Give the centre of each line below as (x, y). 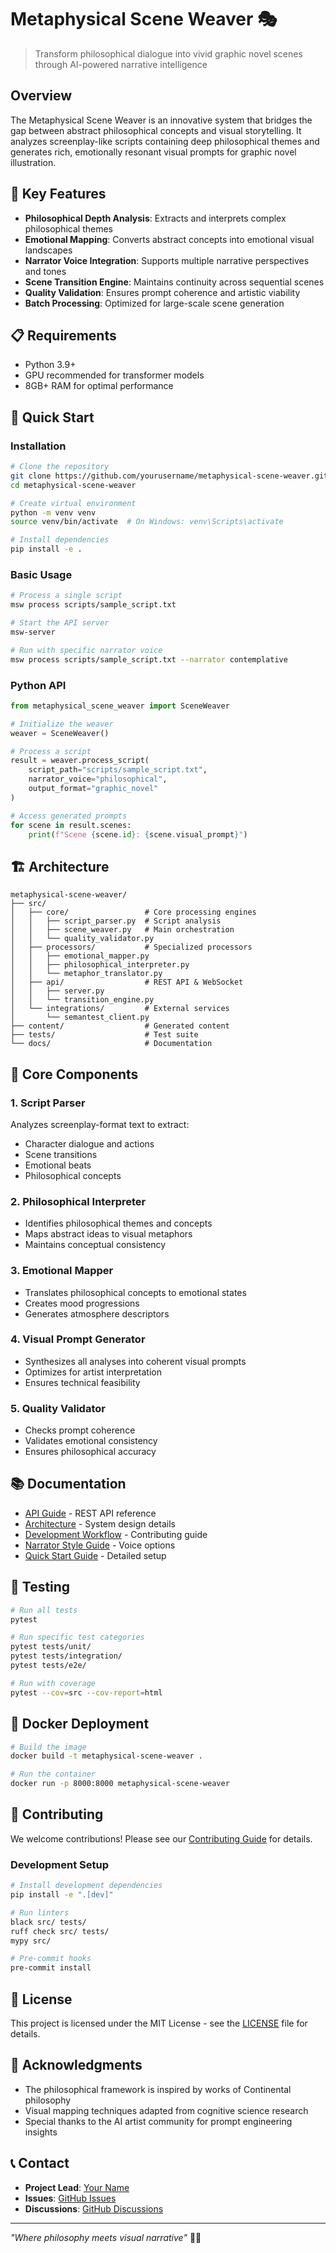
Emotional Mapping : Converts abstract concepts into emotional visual (169, 239)
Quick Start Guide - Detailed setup (95, 1555)
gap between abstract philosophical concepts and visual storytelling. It (156, 130)
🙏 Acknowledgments (76, 2065)
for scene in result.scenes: (71, 825)
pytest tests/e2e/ (48, 1666)
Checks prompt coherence (80, 1430)
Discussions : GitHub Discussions (94, 2208)
